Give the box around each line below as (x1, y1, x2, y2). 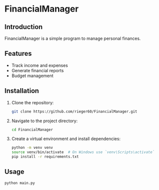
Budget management (11, 73, 54, 79)
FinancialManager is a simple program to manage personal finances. (4, 35, 141, 41)
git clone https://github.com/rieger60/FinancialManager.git (11, 109, 138, 114)
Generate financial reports (11, 67, 64, 73)
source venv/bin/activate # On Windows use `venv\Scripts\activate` (11, 150, 155, 155)
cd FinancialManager (11, 127, 53, 132)
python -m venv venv (11, 145, 53, 150)
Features (4, 49, 32, 58)
